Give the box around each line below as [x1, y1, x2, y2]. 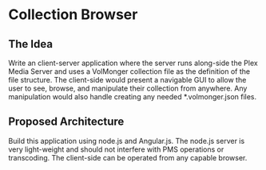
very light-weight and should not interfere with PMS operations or [8, 145, 224, 154]
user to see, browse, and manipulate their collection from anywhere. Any [8, 83, 248, 93]
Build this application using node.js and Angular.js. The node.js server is [8, 136, 245, 145]
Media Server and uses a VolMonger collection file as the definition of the [8, 67, 250, 76]
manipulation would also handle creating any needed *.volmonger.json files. [8, 92, 257, 101]
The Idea [8, 37, 54, 51]
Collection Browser [8, 6, 138, 24]
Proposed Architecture [8, 115, 125, 129]
